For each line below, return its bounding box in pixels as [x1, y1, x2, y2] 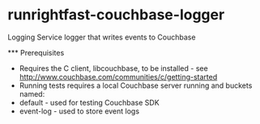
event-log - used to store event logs [19, 106, 139, 116]
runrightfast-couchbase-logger [7, 6, 225, 24]
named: [19, 89, 45, 98]
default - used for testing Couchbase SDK [19, 97, 160, 107]
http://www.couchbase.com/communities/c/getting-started [19, 72, 218, 81]
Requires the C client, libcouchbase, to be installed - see [19, 63, 208, 73]
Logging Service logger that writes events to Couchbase [7, 32, 196, 42]
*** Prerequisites [7, 48, 65, 57]
